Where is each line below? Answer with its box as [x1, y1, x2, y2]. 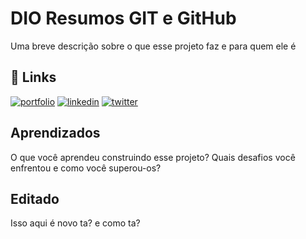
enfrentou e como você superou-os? [10, 162, 162, 174]
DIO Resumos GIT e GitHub [10, 7, 237, 30]
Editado [10, 190, 60, 207]
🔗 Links [10, 69, 57, 86]
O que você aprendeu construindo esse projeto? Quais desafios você [10, 151, 296, 163]
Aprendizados [10, 125, 101, 142]
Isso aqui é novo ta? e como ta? [10, 217, 141, 229]
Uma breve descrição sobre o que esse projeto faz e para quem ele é [10, 40, 297, 52]
